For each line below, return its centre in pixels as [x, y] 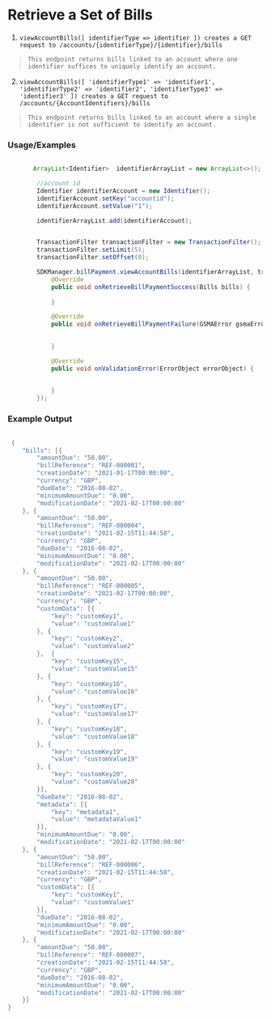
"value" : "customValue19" [94, 759]
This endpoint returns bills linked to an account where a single [142, 117]
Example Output [40, 419]
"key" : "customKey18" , [89, 729]
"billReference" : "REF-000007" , [91, 955]
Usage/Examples [42, 145]
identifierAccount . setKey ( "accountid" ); [106, 198]
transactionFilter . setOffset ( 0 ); [93, 258]
